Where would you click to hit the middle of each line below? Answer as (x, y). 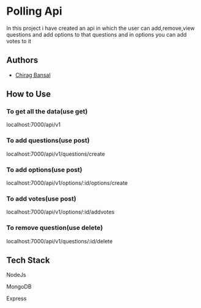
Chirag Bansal (33, 75)
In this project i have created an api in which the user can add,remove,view (100, 28)
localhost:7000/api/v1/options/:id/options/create (67, 183)
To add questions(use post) (48, 140)
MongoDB (19, 287)
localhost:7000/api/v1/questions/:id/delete (60, 241)
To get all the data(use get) (47, 112)
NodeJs (16, 275)
